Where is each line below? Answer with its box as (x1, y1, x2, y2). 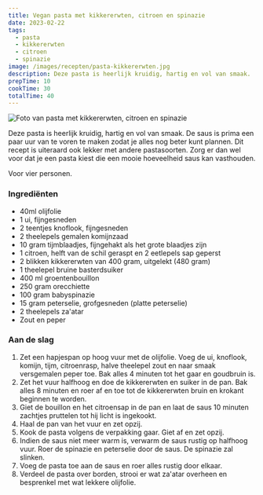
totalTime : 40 (8, 92, 55, 100)
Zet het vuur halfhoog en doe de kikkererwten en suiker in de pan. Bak (19, 377, 248, 387)
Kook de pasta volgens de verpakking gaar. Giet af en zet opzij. (19, 427, 225, 437)
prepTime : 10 (8, 77, 51, 85)
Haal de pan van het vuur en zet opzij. (19, 419, 143, 428)
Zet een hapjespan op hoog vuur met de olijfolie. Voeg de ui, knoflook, (19, 352, 247, 361)
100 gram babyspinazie (19, 290, 96, 299)
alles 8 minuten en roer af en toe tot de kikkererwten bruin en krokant (19, 386, 244, 395)
